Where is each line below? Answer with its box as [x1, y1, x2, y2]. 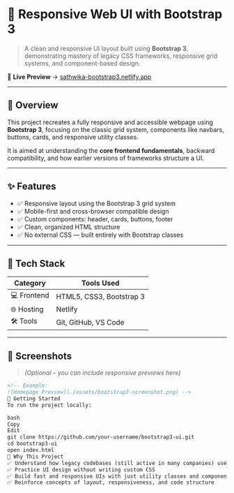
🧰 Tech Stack [7, 258, 65, 270]
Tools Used [81, 279, 120, 288]
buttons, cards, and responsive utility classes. [7, 133, 139, 141]
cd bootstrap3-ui [7, 440, 58, 448]
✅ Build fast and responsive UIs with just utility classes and [7, 473, 199, 480]
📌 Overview [7, 99, 58, 111]
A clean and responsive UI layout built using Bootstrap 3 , [24, 44, 189, 52]
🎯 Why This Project [7, 453, 64, 460]
